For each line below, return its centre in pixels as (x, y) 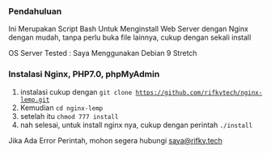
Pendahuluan (35, 11)
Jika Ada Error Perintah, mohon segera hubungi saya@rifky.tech (115, 140)
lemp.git (35, 100)
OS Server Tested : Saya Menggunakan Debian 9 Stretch (103, 53)
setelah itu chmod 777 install (69, 116)
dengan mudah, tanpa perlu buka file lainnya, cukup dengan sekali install (130, 37)
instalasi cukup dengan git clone (76, 91)
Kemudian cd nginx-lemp (61, 108)
